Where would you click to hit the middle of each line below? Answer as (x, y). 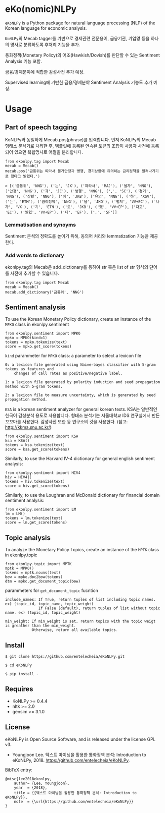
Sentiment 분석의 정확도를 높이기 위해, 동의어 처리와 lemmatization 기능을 (77, 236)
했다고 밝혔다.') (25, 176)
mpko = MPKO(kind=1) (26, 338)
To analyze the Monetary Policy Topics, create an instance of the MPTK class (82, 550)
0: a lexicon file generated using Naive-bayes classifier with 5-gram (80, 365)
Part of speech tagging (41, 127)
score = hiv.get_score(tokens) (37, 486)
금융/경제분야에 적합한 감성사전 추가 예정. (45, 72)
